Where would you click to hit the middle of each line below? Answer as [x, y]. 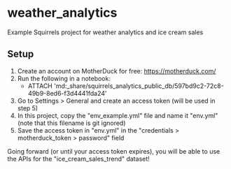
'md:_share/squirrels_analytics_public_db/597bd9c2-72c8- [139, 86]
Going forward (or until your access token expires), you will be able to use [114, 151]
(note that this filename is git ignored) [71, 123]
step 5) [28, 108]
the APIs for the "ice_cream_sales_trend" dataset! [79, 159]
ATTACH [40, 86]
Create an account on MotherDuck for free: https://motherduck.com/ [117, 71]
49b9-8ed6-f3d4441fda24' [67, 93]
